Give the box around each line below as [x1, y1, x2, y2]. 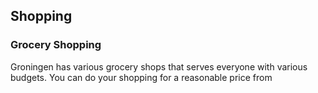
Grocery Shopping [10, 38, 102, 52]
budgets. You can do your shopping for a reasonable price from [10, 71, 273, 83]
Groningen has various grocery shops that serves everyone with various [10, 60, 308, 73]
